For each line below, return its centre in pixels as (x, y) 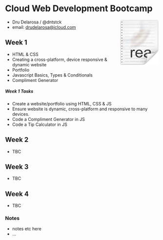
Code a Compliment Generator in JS (49, 119)
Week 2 (17, 140)
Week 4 (17, 194)
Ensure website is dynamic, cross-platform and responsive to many (80, 109)
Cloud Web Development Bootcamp (79, 9)
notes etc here (27, 229)
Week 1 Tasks (19, 91)
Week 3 (17, 167)
